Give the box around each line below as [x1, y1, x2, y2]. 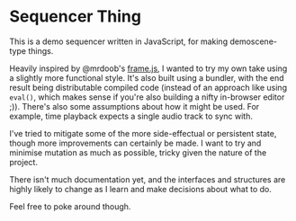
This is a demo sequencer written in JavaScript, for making [9, 36, 228, 47]
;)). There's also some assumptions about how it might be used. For [9, 101, 260, 111]
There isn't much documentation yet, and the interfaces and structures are [9, 173, 286, 185]
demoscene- [229, 36, 277, 47]
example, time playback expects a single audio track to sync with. [9, 110, 254, 121]
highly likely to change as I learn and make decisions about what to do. [9, 183, 273, 194]
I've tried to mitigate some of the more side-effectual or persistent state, [9, 128, 277, 138]
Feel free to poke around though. [9, 200, 131, 212]
